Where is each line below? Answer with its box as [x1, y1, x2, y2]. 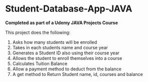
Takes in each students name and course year [12, 44, 108, 50]
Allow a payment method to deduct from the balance [12, 66, 122, 72]
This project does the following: [5, 29, 71, 35]
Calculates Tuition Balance [12, 60, 68, 66]
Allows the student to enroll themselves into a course [12, 55, 122, 61]
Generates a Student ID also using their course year [12, 50, 119, 56]
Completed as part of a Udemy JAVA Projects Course [5, 20, 118, 26]
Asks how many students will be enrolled [12, 39, 97, 45]
